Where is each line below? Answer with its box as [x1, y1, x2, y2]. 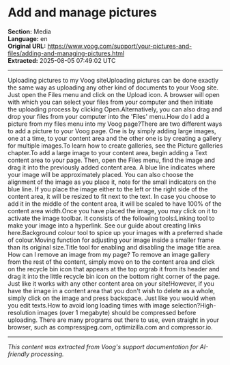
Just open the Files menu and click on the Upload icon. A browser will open [8, 90, 220, 98]
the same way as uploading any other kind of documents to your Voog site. [8, 83, 219, 92]
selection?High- [171, 301, 216, 309]
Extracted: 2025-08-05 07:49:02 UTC [8, 56, 116, 64]
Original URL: [8, 42, 46, 50]
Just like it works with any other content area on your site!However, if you [8, 279, 214, 288]
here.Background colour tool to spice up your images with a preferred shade [8, 228, 223, 236]
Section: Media [8, 27, 52, 36]
